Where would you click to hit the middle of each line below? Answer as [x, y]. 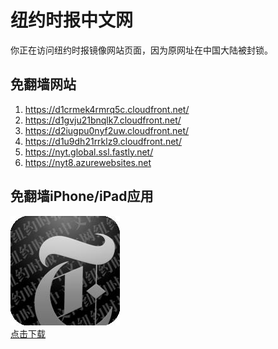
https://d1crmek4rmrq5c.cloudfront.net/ [107, 109]
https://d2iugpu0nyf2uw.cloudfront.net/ [107, 130]
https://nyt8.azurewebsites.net [88, 162]
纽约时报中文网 [72, 20]
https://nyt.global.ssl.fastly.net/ [89, 152]
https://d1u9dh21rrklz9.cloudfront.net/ [103, 141]
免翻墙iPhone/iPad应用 [82, 196]
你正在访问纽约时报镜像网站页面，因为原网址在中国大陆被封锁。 [141, 50]
